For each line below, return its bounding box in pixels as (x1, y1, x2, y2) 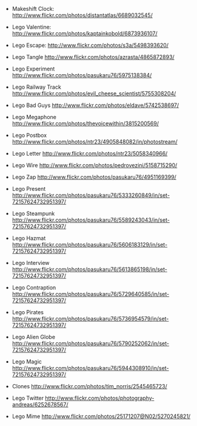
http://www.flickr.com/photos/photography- (45, 394, 155, 402)
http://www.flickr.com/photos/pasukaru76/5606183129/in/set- (12, 241, 168, 248)
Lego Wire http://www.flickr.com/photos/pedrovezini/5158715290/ (12, 162, 178, 169)
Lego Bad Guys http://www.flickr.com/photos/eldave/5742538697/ (12, 101, 179, 109)
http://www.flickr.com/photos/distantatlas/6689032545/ (12, 12, 153, 19)
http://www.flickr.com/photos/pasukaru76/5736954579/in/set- (12, 315, 169, 322)
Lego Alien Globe (12, 334, 56, 340)
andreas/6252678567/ (12, 401, 68, 408)
